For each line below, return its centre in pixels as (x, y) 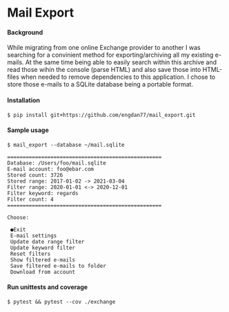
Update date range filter (47, 241)
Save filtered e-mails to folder (58, 266)
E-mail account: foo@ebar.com (51, 169)
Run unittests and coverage (48, 287)
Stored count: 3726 (35, 175)
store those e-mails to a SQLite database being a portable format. (100, 84)
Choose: (18, 217)
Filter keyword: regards (43, 193)
